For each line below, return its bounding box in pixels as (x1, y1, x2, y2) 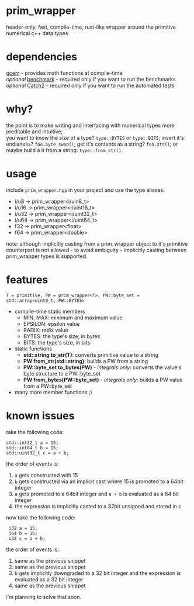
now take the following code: (6, 514, 76, 521)
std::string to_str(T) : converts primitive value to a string (23, 351, 159, 358)
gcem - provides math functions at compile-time (6, 69, 123, 77)
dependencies (6, 50, 78, 64)
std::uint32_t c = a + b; (6, 450, 69, 456)
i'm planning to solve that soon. (6, 593, 82, 600)
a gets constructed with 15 (14, 471, 78, 478)
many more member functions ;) (14, 388, 92, 395)
